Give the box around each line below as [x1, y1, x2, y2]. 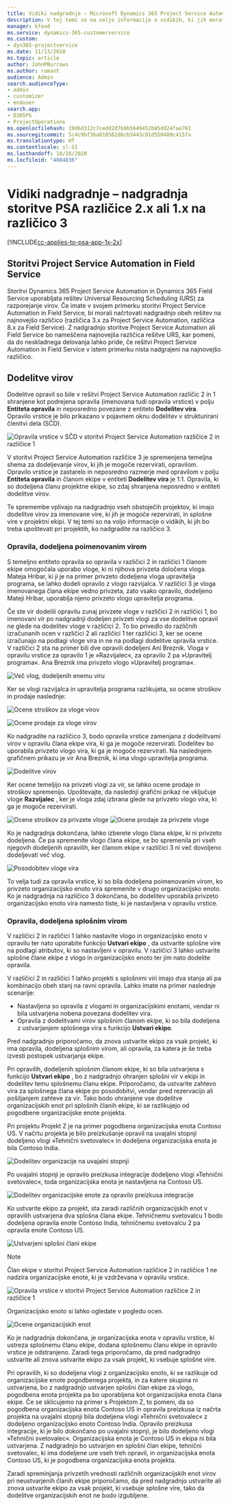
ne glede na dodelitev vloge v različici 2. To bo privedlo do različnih [7, 622, 198, 630]
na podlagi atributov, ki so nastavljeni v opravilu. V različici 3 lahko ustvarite [7, 946, 220, 954]
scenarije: [7, 988, 36, 997]
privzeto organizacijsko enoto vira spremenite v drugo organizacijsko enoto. [7, 884, 221, 892]
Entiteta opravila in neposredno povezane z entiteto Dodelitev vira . [7, 405, 199, 413]
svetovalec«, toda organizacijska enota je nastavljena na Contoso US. [7, 1177, 203, 1186]
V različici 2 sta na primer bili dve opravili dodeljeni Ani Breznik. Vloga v [7, 644, 209, 652]
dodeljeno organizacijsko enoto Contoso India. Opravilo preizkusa [7, 1420, 193, 1428]
